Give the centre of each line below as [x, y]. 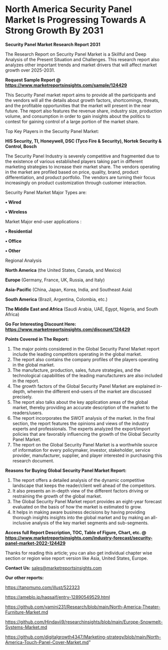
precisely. [22, 397]
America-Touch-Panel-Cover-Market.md [47, 642]
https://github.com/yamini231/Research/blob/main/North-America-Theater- [83, 607]
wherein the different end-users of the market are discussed [89, 391]
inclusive [21, 523]
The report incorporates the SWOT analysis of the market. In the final [83, 418]
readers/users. [27, 413]
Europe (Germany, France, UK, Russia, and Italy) [55, 280]
